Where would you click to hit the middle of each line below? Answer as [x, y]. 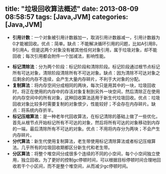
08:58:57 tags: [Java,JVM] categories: [67, 17]
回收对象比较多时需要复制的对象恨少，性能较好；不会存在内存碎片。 [82, 104]
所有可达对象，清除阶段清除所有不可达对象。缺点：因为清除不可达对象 [84, 73]
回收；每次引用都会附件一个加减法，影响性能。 [60, 56]
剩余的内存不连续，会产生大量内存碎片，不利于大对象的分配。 [80, 79]
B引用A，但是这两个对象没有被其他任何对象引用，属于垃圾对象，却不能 [85, 50]
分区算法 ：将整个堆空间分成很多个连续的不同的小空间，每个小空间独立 [84, 154]
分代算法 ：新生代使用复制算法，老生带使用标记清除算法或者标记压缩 [82, 141]
